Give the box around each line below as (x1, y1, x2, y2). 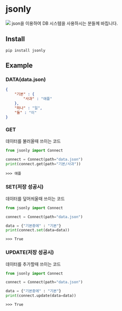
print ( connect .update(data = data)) (5, 293, 77, 298)
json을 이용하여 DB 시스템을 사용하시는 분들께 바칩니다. (11, 20, 118, 26)
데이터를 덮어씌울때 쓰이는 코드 (5, 195, 65, 201)
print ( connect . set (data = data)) (5, 228, 70, 233)
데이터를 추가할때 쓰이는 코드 (5, 261, 61, 267)
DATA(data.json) (5, 76, 46, 83)
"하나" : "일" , (14, 105, 42, 110)
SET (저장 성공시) (5, 184, 44, 190)
